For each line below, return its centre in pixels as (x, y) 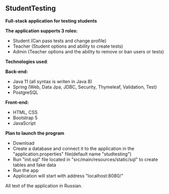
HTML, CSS (25, 112)
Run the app (26, 170)
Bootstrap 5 (25, 118)
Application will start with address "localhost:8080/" (68, 176)
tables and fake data (34, 165)
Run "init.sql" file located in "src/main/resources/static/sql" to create (85, 159)
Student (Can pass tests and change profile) (60, 41)
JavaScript (24, 123)
